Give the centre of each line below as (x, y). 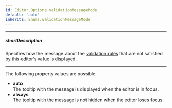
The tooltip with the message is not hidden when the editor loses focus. (88, 100)
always (20, 95)
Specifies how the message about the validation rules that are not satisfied (84, 54)
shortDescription (24, 40)
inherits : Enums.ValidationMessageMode (48, 19)
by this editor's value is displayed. (41, 59)
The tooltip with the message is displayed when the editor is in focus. (86, 89)
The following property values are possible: (51, 74)
